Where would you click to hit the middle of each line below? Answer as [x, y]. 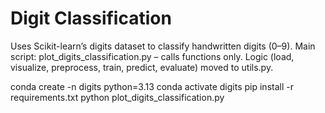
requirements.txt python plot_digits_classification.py [117, 97]
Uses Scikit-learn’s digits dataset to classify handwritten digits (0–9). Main [163, 46]
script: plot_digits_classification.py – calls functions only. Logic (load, [152, 56]
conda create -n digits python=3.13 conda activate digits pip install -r [152, 86]
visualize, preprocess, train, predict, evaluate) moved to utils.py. [142, 67]
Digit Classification [91, 18]
